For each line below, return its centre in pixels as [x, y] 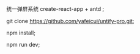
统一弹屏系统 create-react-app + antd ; [55, 9]
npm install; [21, 33]
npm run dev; [23, 45]
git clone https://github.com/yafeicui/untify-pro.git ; [70, 21]
